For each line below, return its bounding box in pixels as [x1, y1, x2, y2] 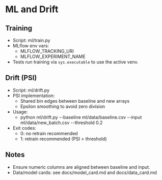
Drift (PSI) [5, 74, 37, 82]
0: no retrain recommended [20, 130, 78, 136]
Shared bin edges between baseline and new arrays [20, 98, 130, 104]
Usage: [12, 108, 28, 115]
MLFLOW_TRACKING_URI [20, 48, 74, 54]
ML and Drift [5, 4, 59, 15]
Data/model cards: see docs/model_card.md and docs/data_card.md [12, 169, 157, 175]
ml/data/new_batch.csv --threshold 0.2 [20, 119, 103, 126]
